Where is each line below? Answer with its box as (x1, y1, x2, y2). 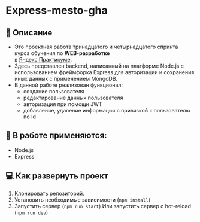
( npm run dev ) (14, 209, 49, 216)
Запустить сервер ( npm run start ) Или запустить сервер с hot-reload (14, 202, 191, 209)
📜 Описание (5, 28, 53, 38)
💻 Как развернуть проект (5, 171, 108, 181)
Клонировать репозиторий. (14, 190, 84, 197)
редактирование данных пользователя (23, 94, 123, 101)
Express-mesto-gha (5, 4, 108, 17)
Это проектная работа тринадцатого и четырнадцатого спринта (14, 43, 178, 50)
